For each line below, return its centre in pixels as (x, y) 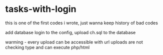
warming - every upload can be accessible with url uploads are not (74, 42)
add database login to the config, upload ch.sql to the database (70, 32)
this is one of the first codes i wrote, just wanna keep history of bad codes (82, 23)
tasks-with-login (41, 9)
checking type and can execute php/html (47, 47)
